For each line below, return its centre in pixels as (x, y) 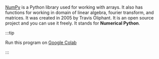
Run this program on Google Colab (41, 42)
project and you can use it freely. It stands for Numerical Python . (73, 23)
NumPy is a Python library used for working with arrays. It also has (74, 7)
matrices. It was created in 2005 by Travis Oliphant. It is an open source (79, 18)
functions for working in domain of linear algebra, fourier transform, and (79, 12)
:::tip (10, 33)
